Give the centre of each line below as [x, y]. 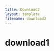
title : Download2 [22, 9]
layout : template [22, 14]
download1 [27, 42]
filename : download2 [26, 18]
